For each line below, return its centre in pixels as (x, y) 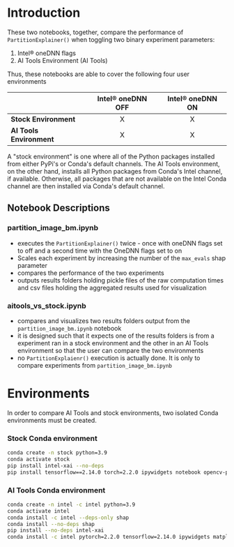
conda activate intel (39, 511)
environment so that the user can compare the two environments (110, 350)
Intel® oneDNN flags (47, 53)
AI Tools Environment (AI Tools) (62, 60)
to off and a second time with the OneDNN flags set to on (100, 250)
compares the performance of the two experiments (91, 273)
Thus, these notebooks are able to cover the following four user (99, 74)
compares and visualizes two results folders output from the (103, 321)
